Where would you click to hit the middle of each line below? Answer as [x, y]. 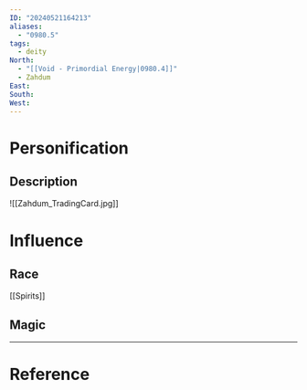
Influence [47, 241]
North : [22, 60]
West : [20, 103]
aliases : [26, 26]
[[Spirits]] [27, 296]
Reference [49, 374]
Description [43, 181]
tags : [20, 43]
